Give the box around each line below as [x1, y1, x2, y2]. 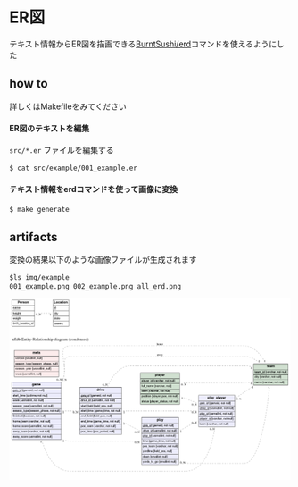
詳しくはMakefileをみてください [9, 101, 127, 112]
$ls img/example [9, 273, 70, 281]
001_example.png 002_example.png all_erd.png [9, 281, 181, 290]
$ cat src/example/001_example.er [9, 164, 138, 172]
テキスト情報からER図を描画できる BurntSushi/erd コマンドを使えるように [9, 38, 277, 49]
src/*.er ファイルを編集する [9, 144, 114, 155]
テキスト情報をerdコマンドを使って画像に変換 [9, 183, 178, 194]
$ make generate [9, 206, 70, 214]
